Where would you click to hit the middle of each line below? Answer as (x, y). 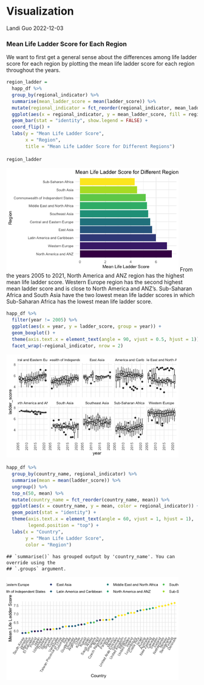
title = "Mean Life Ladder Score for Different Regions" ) (100, 146)
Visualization (40, 11)
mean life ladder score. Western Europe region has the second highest (95, 282)
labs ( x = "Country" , (38, 532)
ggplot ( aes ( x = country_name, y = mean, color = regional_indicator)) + (106, 506)
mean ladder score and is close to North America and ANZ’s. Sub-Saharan (99, 289)
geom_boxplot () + (34, 333)
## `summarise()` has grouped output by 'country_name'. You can (90, 556)
